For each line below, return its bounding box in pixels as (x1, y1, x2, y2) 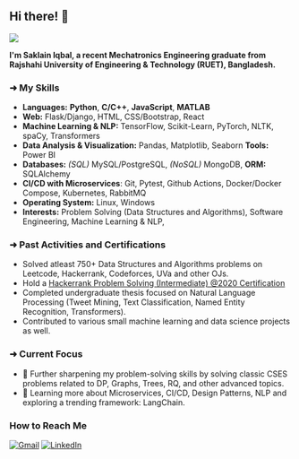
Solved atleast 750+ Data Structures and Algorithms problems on (21, 259, 263, 270)
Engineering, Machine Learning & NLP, (21, 216, 166, 227)
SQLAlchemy (21, 169, 71, 179)
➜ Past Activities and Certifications (9, 238, 167, 251)
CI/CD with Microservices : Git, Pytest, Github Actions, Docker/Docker (21, 178, 282, 189)
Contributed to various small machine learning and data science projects (21, 316, 291, 327)
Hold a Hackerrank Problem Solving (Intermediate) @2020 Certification (21, 278, 286, 289)
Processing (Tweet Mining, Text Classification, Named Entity (21, 297, 245, 307)
